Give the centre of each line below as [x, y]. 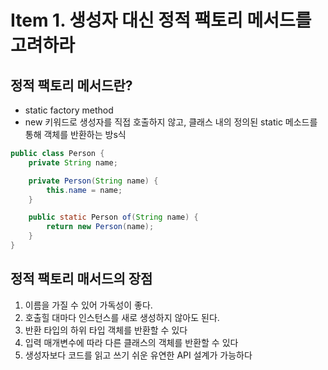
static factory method [69, 110]
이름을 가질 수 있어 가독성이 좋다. [88, 305]
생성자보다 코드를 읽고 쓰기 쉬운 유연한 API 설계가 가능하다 [138, 355]
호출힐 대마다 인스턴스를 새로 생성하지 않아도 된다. [122, 317]
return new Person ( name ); [100, 227]
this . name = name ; [84, 190]
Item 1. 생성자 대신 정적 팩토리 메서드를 [161, 20]
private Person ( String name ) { [93, 181]
